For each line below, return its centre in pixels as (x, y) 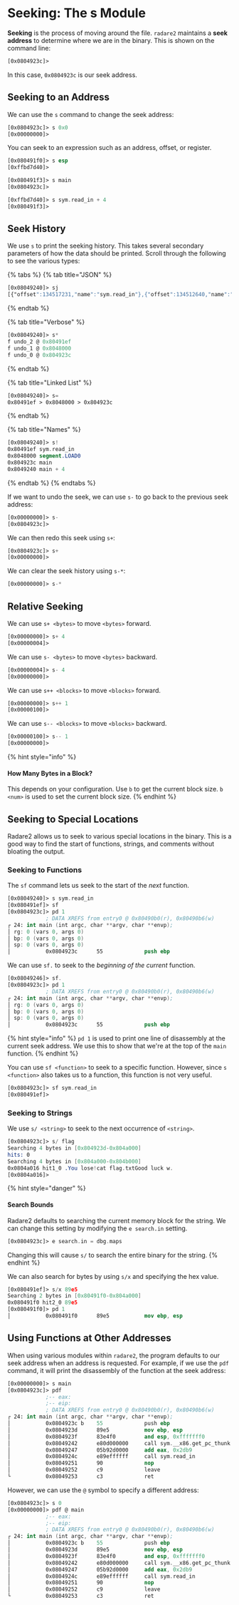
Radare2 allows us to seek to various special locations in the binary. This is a (119, 836)
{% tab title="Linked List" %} (50, 383)
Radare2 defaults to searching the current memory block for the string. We (117, 1220)
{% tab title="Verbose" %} (46, 322)
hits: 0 (19, 1155)
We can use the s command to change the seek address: (91, 114)
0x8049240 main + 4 (36, 469)
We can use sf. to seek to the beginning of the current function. (101, 966)
